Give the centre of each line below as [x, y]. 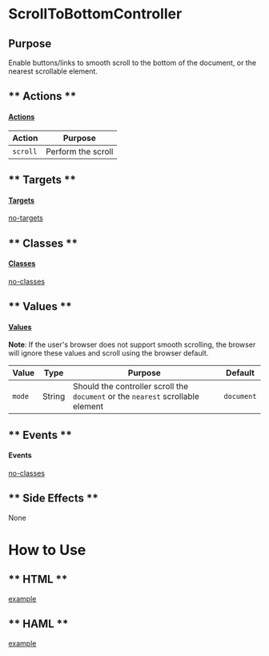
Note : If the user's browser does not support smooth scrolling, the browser [132, 344]
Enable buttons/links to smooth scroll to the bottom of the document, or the [132, 62]
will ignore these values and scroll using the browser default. [108, 353]
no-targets [26, 218]
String [54, 396]
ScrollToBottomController [95, 14]
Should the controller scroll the [130, 387]
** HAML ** [38, 624]
